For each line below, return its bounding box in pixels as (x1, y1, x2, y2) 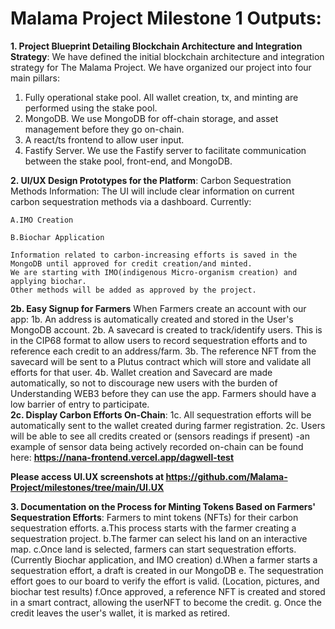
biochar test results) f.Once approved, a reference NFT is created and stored (10, 585, 326, 597)
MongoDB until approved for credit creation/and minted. (10, 258, 253, 269)
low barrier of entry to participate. (10, 398, 150, 410)
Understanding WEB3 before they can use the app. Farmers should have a (10, 387, 317, 399)
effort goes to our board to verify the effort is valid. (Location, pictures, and (10, 575, 320, 587)
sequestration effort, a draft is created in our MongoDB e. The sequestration (10, 564, 324, 576)
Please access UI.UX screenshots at (10, 470, 165, 482)
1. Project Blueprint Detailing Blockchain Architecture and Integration (10, 40, 303, 52)
